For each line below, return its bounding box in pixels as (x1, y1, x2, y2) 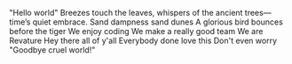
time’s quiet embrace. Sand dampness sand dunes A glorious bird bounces (9, 17, 284, 27)
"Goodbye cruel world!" (9, 45, 96, 55)
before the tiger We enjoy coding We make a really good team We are (9, 26, 264, 36)
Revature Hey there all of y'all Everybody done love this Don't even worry (9, 35, 278, 46)
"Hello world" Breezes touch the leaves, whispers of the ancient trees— (9, 8, 272, 18)
